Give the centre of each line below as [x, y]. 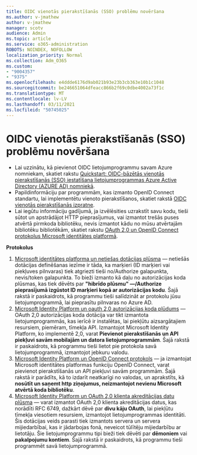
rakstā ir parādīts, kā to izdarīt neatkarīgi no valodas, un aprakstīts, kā [99, 378]
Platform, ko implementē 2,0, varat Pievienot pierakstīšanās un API [96, 334]
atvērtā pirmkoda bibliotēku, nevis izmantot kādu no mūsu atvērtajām [98, 224]
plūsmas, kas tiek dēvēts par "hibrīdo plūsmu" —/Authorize [88, 284]
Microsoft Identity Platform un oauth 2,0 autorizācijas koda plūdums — [100, 309]
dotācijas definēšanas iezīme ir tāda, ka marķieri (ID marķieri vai [92, 265]
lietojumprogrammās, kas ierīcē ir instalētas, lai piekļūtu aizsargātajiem [100, 321]
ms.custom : [19, 66]
